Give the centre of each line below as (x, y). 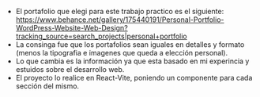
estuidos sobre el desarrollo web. (70, 69)
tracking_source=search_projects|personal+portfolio (101, 36)
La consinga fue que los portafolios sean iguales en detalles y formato (130, 45)
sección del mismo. (47, 86)
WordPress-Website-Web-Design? (72, 28)
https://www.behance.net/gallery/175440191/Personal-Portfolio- (120, 20)
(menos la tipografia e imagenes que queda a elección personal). (121, 53)
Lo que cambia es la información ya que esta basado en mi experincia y (132, 61)
